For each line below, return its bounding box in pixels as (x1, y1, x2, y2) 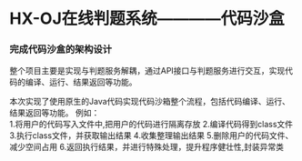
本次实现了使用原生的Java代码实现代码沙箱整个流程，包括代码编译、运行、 (9, 96, 291, 107)
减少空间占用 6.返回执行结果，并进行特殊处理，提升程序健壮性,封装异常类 (9, 142, 285, 153)
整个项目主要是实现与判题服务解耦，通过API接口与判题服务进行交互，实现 (9, 65, 286, 76)
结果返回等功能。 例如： (9, 107, 100, 118)
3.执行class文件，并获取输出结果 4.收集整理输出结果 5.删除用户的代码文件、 (9, 130, 294, 141)
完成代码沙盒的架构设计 (9, 43, 112, 55)
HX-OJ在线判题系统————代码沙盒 (9, 8, 285, 29)
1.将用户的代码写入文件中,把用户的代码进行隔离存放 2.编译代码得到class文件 (9, 119, 294, 130)
